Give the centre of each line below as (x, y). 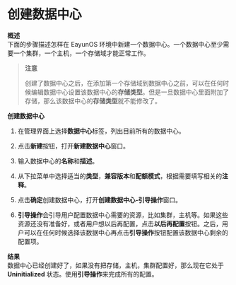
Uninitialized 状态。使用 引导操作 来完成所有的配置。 (83, 274)
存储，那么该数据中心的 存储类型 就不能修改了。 (93, 100)
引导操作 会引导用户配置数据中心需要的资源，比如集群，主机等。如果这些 (123, 215)
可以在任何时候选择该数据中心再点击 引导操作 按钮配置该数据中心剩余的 (126, 232)
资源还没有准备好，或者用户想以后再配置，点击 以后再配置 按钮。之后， (120, 223)
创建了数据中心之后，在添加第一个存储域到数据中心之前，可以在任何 (124, 83)
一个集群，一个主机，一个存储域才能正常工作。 (81, 53)
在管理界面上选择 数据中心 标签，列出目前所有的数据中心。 (101, 131)
